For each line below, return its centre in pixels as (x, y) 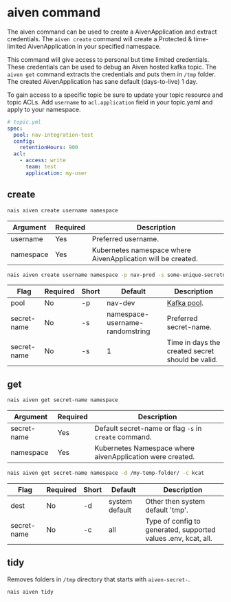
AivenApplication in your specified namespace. (94, 46)
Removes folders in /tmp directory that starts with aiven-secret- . (99, 579)
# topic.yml (24, 122)
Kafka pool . (185, 303)
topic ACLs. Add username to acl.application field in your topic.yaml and (110, 102)
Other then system (175, 501)
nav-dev (121, 303)
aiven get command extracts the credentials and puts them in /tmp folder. (112, 74)
